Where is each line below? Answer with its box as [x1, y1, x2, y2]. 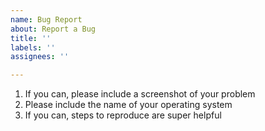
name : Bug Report [10, 14, 83, 25]
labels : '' [10, 42, 56, 53]
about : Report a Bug [10, 24, 97, 34]
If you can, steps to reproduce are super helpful [24, 109, 222, 121]
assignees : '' [10, 52, 70, 62]
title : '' [10, 33, 52, 43]
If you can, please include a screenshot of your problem [24, 88, 256, 100]
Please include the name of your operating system [24, 99, 233, 111]
